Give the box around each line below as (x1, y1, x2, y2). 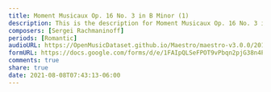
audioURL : (8, 42, 42, 50)
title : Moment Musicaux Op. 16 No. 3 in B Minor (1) (8, 11, 190, 20)
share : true (8, 64, 48, 72)
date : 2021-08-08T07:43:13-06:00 (8, 71, 121, 79)
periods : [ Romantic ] (8, 34, 78, 42)
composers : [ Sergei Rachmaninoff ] (8, 26, 125, 34)
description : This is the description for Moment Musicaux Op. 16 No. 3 (8, 19, 258, 27)
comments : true (8, 57, 60, 65)
